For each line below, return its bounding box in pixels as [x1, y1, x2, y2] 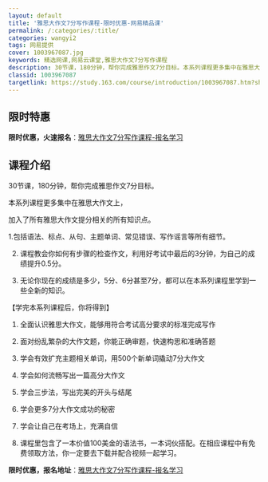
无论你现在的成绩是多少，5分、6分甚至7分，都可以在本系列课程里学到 [19, 276, 250, 286]
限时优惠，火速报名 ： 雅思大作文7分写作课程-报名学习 [8, 132, 183, 142]
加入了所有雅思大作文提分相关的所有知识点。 [8, 215, 156, 224]
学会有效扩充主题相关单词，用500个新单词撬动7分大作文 [19, 354, 205, 363]
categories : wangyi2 [8, 34, 77, 42]
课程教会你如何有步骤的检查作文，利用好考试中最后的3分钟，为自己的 [19, 249, 249, 259]
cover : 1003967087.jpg [8, 49, 84, 57]
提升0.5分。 [26, 259, 66, 268]
